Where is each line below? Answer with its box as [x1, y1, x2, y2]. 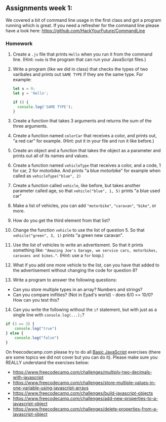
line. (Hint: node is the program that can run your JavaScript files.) [12, 56, 146, 62]
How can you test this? [12, 297, 60, 303]
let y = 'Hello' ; [12, 91, 49, 96]
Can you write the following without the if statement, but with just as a [12, 307, 157, 313]
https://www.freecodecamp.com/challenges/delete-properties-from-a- [12, 406, 158, 412]
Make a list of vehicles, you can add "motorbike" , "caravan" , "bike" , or [12, 203, 157, 209]
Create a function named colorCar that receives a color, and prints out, [12, 133, 157, 139]
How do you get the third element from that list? [12, 217, 110, 223]
